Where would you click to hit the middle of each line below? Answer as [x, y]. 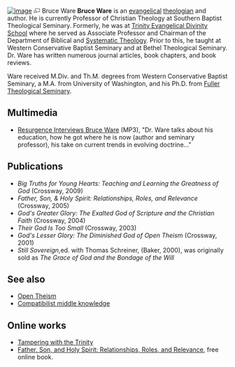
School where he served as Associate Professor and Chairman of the [107, 33]
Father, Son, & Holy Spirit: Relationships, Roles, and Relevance [107, 198]
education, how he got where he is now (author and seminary [106, 137]
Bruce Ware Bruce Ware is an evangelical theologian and [124, 11]
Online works [37, 325]
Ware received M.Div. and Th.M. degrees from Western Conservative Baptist [117, 76]
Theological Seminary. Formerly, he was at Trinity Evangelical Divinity [107, 25]
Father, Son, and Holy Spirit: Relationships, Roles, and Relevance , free [118, 350]
